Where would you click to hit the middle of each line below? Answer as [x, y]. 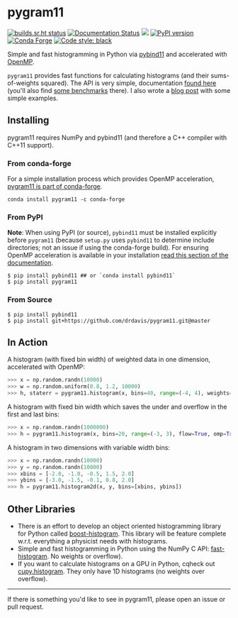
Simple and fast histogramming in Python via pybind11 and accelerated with [118, 54]
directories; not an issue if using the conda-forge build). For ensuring [108, 248]
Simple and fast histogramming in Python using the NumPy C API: [113, 549]
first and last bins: [34, 414]
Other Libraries [41, 509]
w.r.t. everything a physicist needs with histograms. [92, 541]
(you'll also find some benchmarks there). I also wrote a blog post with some [119, 90]
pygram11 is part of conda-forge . [55, 187]
